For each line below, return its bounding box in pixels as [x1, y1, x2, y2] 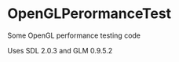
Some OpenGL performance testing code [7, 31, 141, 40]
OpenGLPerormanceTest [7, 5, 172, 23]
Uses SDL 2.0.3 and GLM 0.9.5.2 [7, 46, 113, 55]
